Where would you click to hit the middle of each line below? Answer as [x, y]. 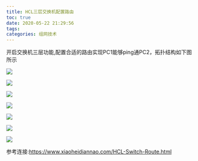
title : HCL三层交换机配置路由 [40, 12]
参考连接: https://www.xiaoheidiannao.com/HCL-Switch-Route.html [89, 152]
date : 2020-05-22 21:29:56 [40, 23]
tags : [13, 29]
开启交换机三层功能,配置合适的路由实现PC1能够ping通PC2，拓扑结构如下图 [99, 52]
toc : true [19, 17]
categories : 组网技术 [32, 34]
